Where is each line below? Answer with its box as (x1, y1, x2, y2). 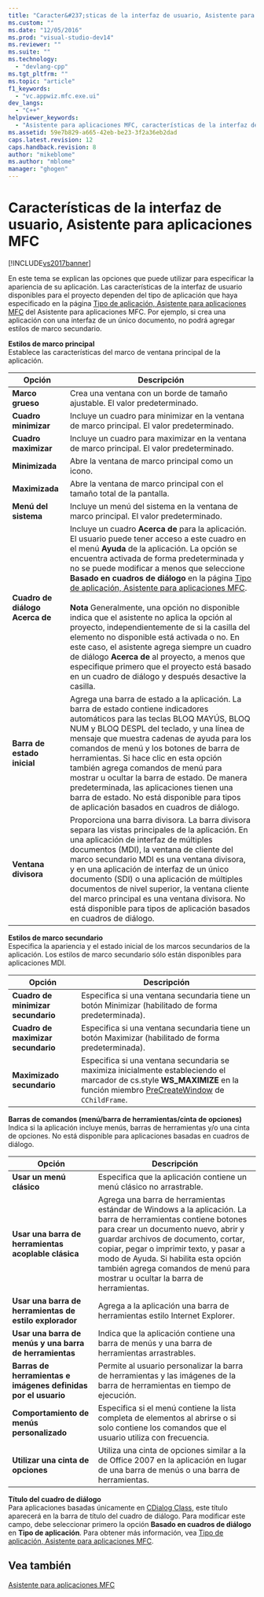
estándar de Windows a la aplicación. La (97, 1204, 247, 1215)
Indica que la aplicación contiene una (97, 1327, 236, 1338)
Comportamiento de (12, 1407, 90, 1418)
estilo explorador (12, 1315, 77, 1326)
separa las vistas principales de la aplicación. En (69, 824, 249, 835)
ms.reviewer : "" (8, 41, 61, 49)
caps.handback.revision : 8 (8, 143, 97, 151)
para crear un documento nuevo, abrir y (97, 1223, 245, 1234)
